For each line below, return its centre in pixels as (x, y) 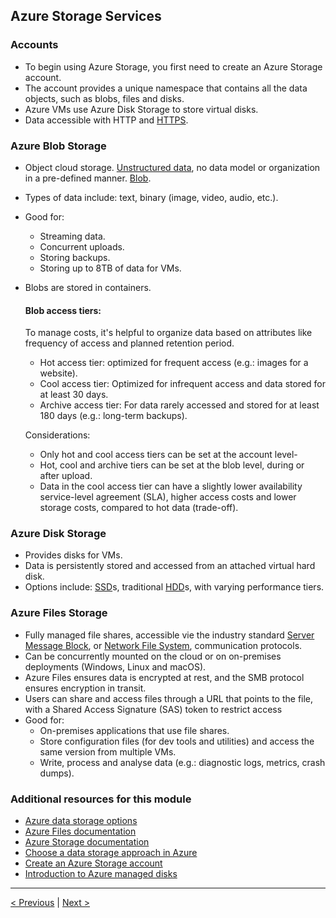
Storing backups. (75, 257)
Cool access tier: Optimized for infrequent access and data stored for (183, 384)
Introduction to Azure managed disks (101, 874)
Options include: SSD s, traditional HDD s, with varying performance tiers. (174, 587)
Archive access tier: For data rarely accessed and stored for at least (179, 405)
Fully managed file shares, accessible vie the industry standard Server (169, 635)
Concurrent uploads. (82, 246)
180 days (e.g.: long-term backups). (113, 416)
